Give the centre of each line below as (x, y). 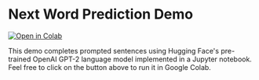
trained (20, 59)
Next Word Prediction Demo (101, 14)
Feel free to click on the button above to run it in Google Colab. (110, 67)
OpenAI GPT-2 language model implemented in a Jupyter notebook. (142, 59)
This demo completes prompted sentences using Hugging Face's (114, 50)
